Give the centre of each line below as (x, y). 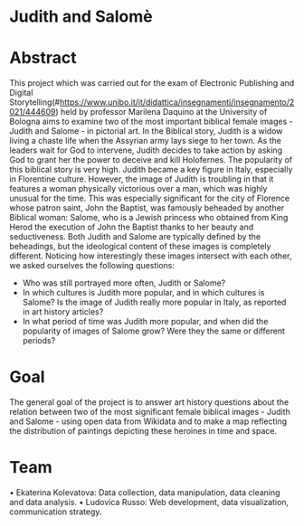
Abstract (43, 58)
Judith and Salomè (81, 17)
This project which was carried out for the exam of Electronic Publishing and (152, 83)
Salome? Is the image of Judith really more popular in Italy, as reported (154, 302)
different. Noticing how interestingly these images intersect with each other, (151, 256)
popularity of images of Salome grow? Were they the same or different (153, 331)
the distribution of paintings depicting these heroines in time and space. (143, 431)
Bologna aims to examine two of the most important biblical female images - (151, 122)
